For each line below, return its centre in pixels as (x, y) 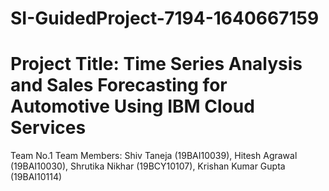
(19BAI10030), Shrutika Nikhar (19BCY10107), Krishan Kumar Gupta (148, 166)
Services (48, 128)
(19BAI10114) (36, 177)
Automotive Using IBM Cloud (132, 106)
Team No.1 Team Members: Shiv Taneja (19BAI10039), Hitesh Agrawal (154, 156)
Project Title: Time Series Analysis (156, 64)
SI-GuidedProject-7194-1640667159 (165, 18)
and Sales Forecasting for (119, 85)
